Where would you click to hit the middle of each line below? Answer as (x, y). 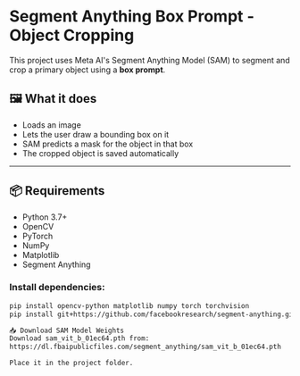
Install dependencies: (57, 288)
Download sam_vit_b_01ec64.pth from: (79, 338)
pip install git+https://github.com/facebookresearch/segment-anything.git (153, 314)
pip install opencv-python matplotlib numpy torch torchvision (129, 305)
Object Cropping (72, 35)
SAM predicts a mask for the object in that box (108, 144)
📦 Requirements (57, 191)
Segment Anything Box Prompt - (132, 17)
